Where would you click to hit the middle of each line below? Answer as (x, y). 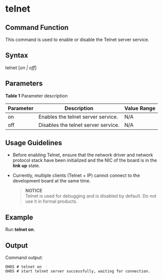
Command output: (24, 258)
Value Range (140, 108)
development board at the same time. (52, 181)
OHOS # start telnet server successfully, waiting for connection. (78, 271)
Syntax (17, 55)
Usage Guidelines (34, 143)
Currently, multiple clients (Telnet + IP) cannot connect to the (76, 175)
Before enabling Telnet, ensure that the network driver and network (83, 155)
